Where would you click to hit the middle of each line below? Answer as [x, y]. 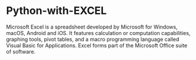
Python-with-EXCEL [57, 11]
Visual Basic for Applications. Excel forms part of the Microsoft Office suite [97, 45]
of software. [21, 51]
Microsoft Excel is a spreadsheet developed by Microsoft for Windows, [92, 27]
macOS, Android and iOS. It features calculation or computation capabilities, [98, 33]
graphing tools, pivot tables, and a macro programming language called [93, 39]
